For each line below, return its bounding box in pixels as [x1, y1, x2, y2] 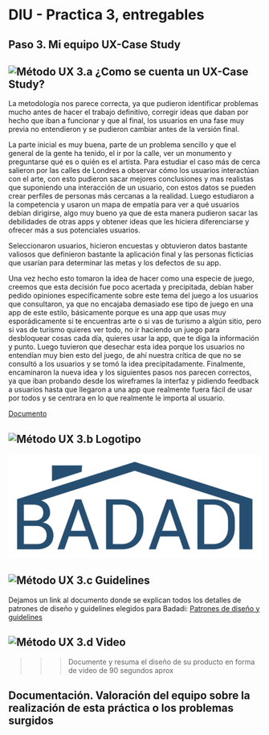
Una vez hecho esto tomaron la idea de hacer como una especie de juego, [8, 273, 255, 283]
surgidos [8, 713, 54, 727]
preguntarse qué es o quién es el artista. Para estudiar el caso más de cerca [8, 157, 261, 166]
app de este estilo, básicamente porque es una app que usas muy [8, 308, 226, 318]
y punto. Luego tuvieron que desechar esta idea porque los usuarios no [8, 342, 245, 351]
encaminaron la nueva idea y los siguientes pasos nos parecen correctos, [8, 367, 252, 377]
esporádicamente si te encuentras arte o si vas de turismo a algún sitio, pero [8, 316, 262, 326]
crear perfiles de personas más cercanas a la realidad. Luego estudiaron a [8, 191, 255, 201]
